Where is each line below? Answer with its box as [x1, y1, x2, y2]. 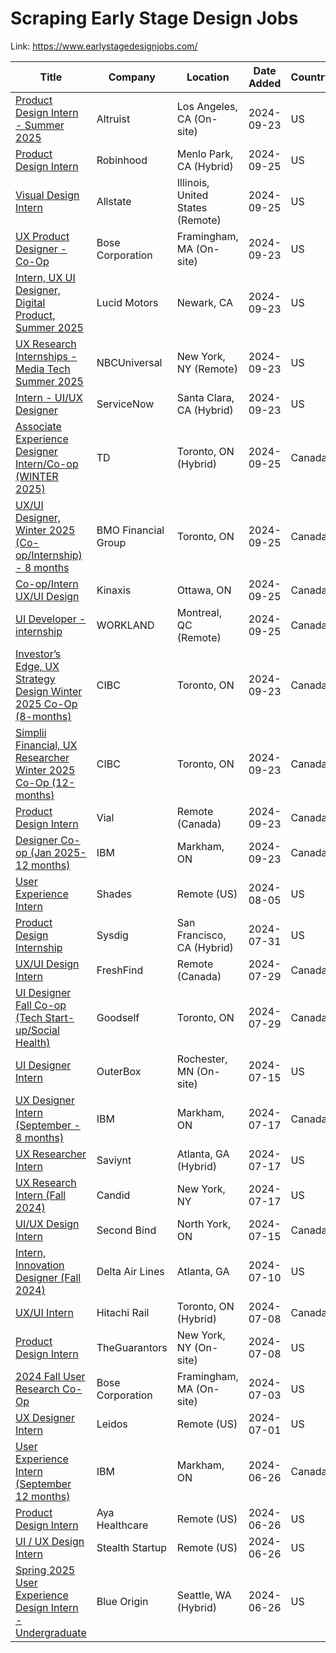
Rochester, [176, 1052, 228, 1066]
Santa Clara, [176, 390, 235, 404]
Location [186, 70, 230, 84]
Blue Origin [96, 1594, 149, 1608]
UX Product [15, 229, 70, 243]
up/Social [15, 1023, 60, 1037]
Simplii [15, 725, 47, 739]
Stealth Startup [96, 1540, 167, 1554]
